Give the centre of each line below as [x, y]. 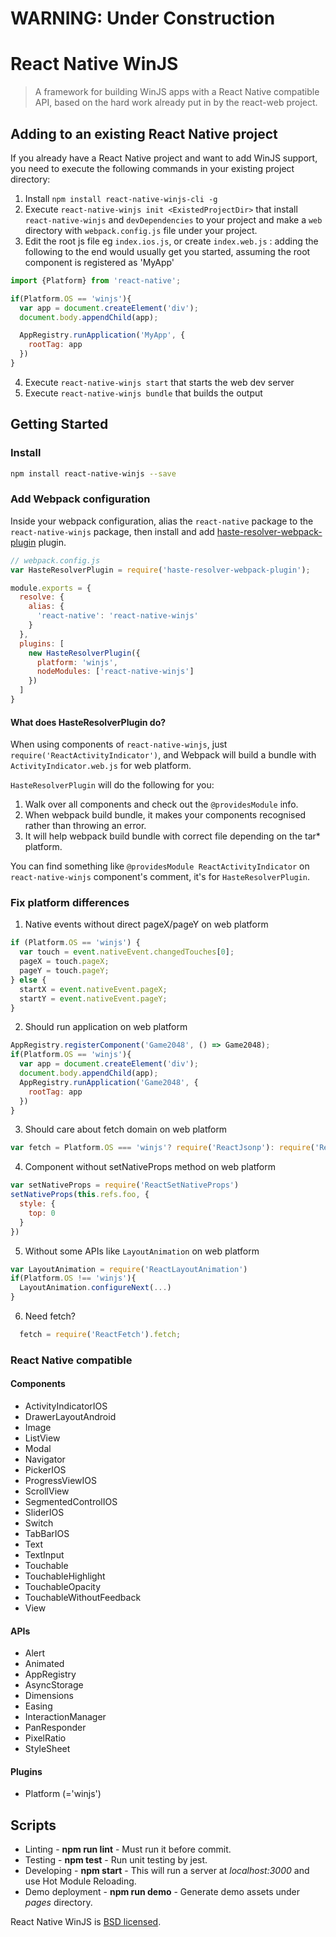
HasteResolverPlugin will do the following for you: [112, 785]
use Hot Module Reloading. [80, 1881]
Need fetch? [50, 1316]
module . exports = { [51, 588]
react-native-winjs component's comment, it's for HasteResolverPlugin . [160, 877]
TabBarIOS [47, 1534]
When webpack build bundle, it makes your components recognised [165, 815]
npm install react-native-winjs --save [93, 473]
